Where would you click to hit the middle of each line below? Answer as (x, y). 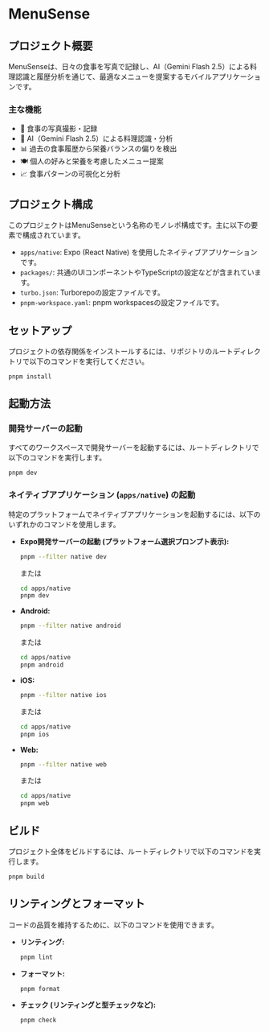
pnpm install (30, 376)
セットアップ (40, 330)
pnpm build (26, 877)
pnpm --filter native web (63, 764)
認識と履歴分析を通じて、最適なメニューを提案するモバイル (114, 76)
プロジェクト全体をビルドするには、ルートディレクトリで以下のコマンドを (131, 851)
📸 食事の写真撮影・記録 (59, 129)
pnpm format (40, 989)
